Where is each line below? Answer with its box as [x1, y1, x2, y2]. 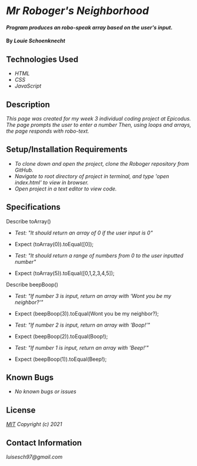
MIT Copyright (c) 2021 [6, 421, 62, 428]
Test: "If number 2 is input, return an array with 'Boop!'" [14, 321, 151, 328]
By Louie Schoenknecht [6, 37, 66, 45]
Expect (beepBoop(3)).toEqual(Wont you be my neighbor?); [14, 310, 159, 317]
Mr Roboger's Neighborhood [6, 4, 149, 18]
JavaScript [14, 82, 42, 89]
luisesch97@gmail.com [6, 454, 63, 461]
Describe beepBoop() [6, 281, 59, 288]
